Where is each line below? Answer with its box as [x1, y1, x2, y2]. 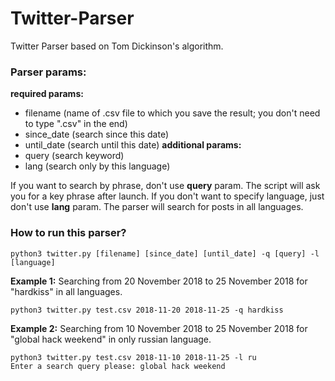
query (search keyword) [24, 150, 125, 162]
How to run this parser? [10, 226, 127, 240]
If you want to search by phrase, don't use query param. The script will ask [10, 180, 321, 192]
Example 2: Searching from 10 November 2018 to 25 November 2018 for [10, 322, 308, 334]
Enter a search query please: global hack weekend [10, 361, 226, 371]
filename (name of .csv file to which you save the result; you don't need [24, 107, 321, 119]
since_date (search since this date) [24, 128, 169, 141]
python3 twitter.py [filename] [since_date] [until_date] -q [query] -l [10, 248, 320, 259]
